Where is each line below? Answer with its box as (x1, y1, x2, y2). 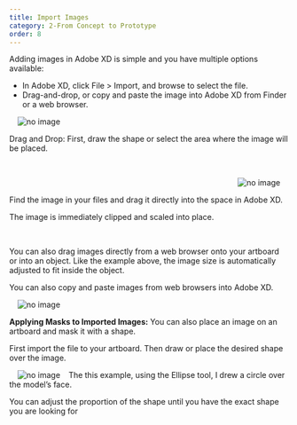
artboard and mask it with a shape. (9, 326, 136, 337)
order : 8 (9, 29, 42, 38)
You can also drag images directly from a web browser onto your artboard (9, 246, 279, 257)
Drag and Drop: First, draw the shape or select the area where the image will (9, 134, 288, 145)
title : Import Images (9, 12, 90, 22)
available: (9, 63, 44, 74)
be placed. (9, 143, 49, 153)
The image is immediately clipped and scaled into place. (9, 212, 215, 223)
